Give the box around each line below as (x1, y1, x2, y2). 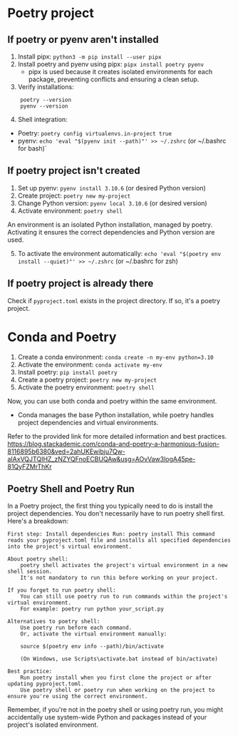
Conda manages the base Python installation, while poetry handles (17, 410, 214, 419)
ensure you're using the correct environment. (7, 693, 148, 700)
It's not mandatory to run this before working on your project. (20, 574, 219, 582)
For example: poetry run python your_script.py (20, 605, 164, 613)
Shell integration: (17, 116, 68, 123)
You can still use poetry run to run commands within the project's (20, 593, 228, 600)
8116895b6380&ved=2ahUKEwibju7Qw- (7, 447, 126, 456)
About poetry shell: (7, 556, 69, 563)
